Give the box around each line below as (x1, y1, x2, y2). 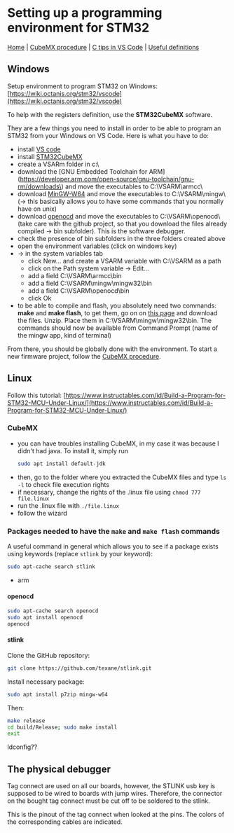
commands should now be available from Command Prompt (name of (17, 324, 219, 332)
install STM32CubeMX (17, 152, 83, 160)
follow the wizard (17, 509, 68, 517)
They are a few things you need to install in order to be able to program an (7, 124, 221, 132)
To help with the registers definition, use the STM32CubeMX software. (7, 110, 212, 118)
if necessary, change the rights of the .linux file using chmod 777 (17, 488, 201, 496)
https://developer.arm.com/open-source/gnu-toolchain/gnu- (20, 174, 195, 183)
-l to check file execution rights (17, 480, 110, 488)
